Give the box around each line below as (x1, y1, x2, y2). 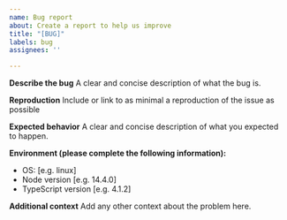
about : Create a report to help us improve (9, 21, 172, 30)
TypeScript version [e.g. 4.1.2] (21, 184, 132, 194)
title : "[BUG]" (9, 29, 65, 38)
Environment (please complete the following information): (9, 148, 227, 159)
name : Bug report (9, 12, 73, 22)
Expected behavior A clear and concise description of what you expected (9, 121, 279, 133)
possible (9, 104, 41, 115)
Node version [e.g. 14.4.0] (21, 174, 117, 186)
